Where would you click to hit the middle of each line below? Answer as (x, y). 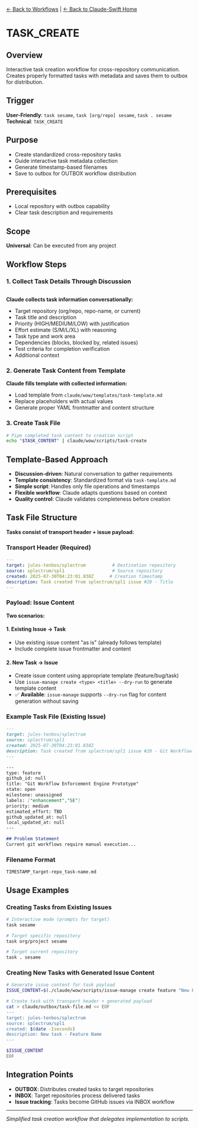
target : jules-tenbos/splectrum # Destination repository (91, 565)
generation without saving (46, 701)
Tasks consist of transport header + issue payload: (70, 532)
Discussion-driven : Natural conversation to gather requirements (94, 474)
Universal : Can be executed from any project (61, 246)
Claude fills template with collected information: (67, 384)
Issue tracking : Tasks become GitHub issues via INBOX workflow (94, 1102)
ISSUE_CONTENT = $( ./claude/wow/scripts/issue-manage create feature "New (98, 991)
